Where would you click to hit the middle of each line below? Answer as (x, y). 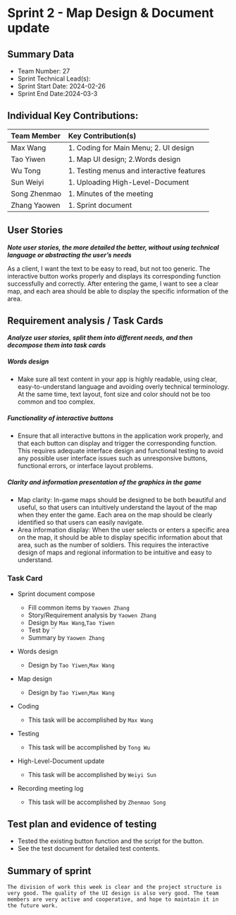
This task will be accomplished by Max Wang (91, 720)
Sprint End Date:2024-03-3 (57, 94)
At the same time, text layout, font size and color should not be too (114, 395)
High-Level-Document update (61, 761)
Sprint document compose (56, 594)
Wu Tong (26, 170)
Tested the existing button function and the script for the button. (111, 841)
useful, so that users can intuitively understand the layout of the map (117, 508)
